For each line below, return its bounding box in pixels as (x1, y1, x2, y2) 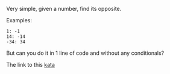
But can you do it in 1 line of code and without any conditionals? (6, 49, 165, 57)
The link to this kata (6, 61, 55, 68)
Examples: (6, 17, 32, 23)
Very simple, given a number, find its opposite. (6, 5, 122, 12)
